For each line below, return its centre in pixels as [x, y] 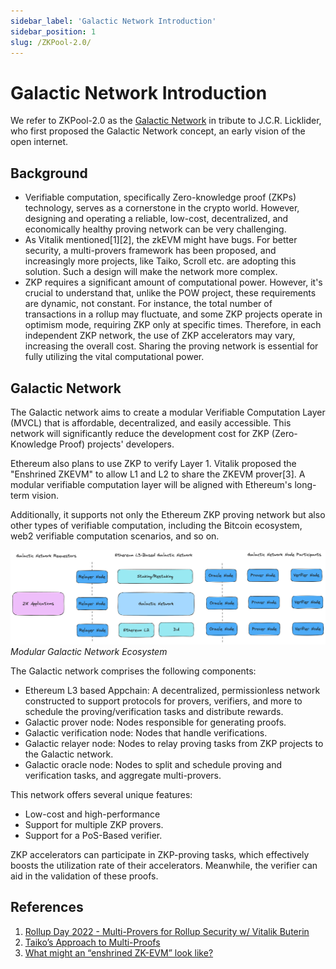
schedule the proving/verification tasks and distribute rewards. [154, 712]
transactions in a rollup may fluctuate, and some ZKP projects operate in [173, 314]
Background [49, 173]
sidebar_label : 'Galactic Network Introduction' [113, 21]
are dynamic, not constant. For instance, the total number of [148, 304]
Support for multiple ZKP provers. [94, 825]
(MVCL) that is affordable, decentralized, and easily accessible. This [151, 422]
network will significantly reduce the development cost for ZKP [140, 433]
